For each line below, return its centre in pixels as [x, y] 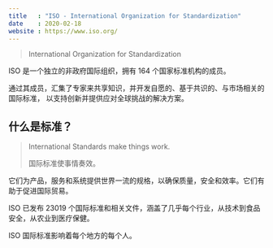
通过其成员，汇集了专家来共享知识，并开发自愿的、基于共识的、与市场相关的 [136, 88]
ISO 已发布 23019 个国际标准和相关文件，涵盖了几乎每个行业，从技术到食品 [134, 208]
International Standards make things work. [99, 146]
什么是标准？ [41, 126]
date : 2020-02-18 [45, 24]
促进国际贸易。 [48, 191]
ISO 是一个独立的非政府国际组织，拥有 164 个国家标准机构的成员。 [119, 71]
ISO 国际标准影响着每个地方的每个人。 [72, 236]
